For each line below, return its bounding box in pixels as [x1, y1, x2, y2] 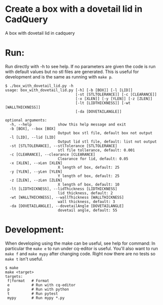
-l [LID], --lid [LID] [9, 135, 56, 140]
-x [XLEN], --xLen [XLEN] [9, 160, 63, 165]
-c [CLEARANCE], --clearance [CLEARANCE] [9, 152, 96, 157]
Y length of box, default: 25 [57, 173, 120, 178]
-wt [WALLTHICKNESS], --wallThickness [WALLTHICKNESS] [9, 195, 124, 200]
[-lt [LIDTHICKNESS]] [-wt [75, 101, 131, 105]
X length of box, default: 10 [57, 182, 120, 187]
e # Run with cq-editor [7, 282, 76, 287]
